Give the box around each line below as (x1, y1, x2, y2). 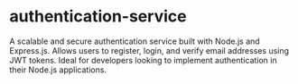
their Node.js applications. (9, 64, 107, 75)
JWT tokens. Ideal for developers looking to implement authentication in (9, 55, 277, 65)
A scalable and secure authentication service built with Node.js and (9, 36, 260, 46)
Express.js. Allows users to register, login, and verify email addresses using (9, 45, 290, 55)
